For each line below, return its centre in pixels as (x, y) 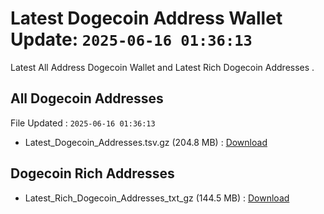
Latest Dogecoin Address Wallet (146, 18)
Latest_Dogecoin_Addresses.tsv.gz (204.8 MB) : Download (146, 142)
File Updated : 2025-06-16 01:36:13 (83, 123)
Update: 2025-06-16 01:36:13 (131, 39)
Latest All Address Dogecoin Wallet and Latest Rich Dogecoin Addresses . (162, 67)
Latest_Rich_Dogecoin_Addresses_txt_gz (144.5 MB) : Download (157, 198)
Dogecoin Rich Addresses (92, 173)
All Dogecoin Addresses (87, 98)
